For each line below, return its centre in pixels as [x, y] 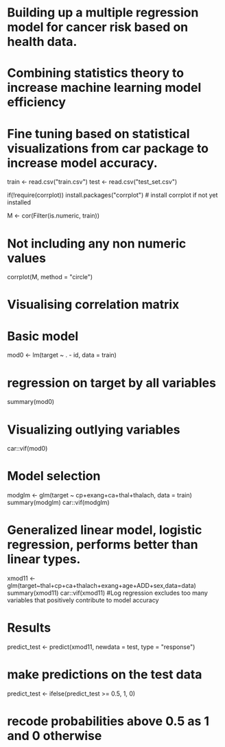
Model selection [54, 476]
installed [19, 202]
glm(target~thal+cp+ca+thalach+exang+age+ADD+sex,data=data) [102, 586]
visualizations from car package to [108, 148]
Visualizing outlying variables [94, 429]
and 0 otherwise [55, 736]
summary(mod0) [31, 402]
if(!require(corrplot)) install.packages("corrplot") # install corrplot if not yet [113, 195]
